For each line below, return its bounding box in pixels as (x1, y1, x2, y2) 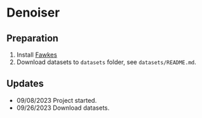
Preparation (6, 32, 59, 44)
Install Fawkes (16, 50, 57, 59)
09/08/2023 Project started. (16, 96, 98, 104)
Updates (6, 78, 44, 90)
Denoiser (6, 5, 60, 21)
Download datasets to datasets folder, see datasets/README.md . (16, 58, 196, 66)
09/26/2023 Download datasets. (16, 104, 110, 112)
